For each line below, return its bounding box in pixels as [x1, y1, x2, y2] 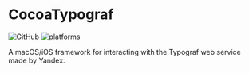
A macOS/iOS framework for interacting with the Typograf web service [8, 47, 241, 56]
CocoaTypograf [8, 6, 114, 24]
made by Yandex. [8, 56, 65, 65]
